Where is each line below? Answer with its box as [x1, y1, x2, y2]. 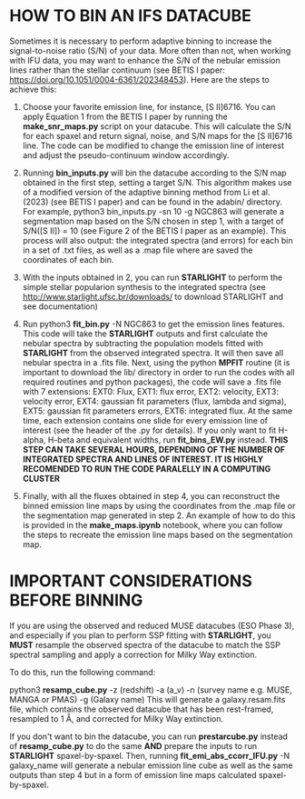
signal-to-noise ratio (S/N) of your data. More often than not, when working [9, 45, 291, 55]
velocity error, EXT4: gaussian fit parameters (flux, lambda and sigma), [22, 395, 288, 406]
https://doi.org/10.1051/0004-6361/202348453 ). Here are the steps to [9, 74, 271, 85]
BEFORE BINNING [9, 590, 143, 611]
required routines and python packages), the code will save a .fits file [22, 376, 281, 387]
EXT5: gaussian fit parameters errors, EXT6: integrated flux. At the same [22, 405, 293, 416]
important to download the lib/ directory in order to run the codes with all [22, 366, 295, 377]
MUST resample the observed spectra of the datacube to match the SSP [9, 639, 281, 650]
